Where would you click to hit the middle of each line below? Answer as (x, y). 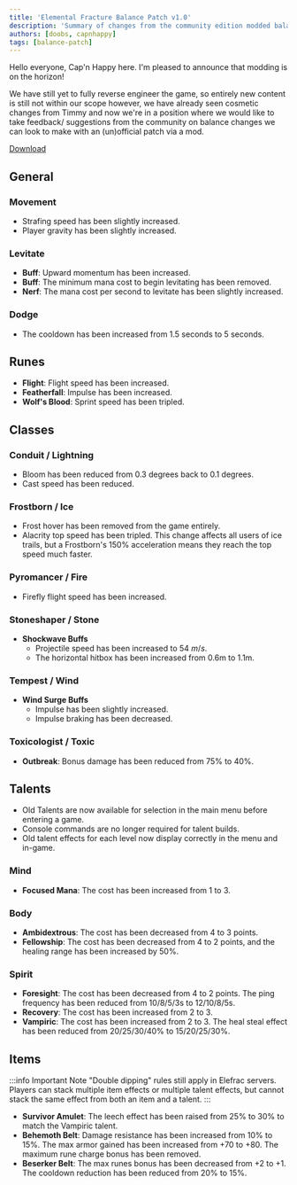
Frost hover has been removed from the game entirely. (121, 526)
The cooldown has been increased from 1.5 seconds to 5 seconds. (143, 334)
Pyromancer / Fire (49, 577)
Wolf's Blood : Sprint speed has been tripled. (103, 402)
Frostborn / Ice (42, 506)
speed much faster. (57, 554)
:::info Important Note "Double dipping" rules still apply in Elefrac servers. (143, 1080)
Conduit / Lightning (52, 455)
